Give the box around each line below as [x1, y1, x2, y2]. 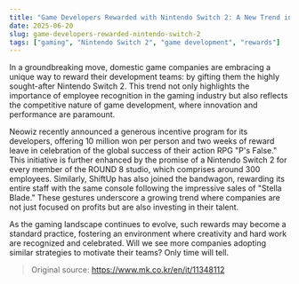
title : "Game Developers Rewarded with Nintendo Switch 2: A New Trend [9, 12, 280, 22]
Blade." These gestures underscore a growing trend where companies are [9, 193, 280, 203]
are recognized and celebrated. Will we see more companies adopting [9, 238, 267, 248]
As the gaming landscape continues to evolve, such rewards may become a [9, 219, 287, 230]
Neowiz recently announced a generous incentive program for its [9, 126, 248, 138]
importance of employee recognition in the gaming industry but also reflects [9, 91, 288, 101]
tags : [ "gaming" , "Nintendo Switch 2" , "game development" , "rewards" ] [9, 37, 280, 47]
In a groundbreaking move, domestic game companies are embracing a [9, 62, 271, 73]
